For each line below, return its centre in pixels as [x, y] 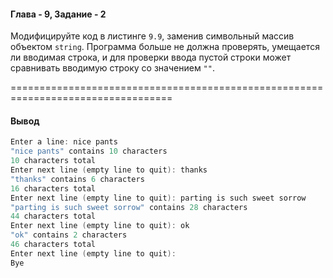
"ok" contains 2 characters [69, 235]
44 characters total [53, 216]
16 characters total [53, 188]
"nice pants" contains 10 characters [89, 151]
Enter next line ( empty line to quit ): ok [100, 226]
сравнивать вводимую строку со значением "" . [112, 68]
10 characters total [53, 161]
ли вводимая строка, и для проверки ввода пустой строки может [151, 57]
